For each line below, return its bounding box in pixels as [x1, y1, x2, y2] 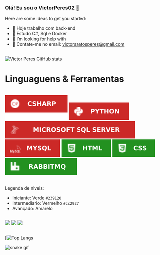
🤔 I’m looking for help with [12, 36, 66, 42]
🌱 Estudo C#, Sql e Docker [12, 31, 67, 37]
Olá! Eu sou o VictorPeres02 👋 [5, 4, 80, 11]
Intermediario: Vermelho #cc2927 [12, 200, 79, 206]
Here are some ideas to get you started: [5, 16, 87, 22]
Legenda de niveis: [5, 185, 44, 191]
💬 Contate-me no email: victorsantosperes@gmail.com [12, 41, 125, 47]
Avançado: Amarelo [12, 205, 53, 211]
